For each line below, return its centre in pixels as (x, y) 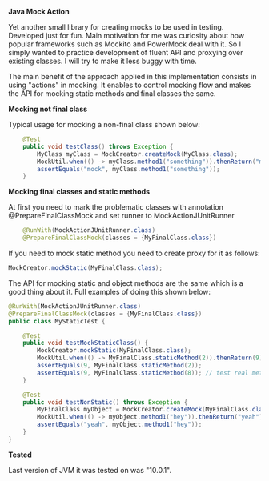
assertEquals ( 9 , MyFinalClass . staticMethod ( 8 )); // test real (143, 373)
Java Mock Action (39, 12)
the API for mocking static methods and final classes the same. (112, 94)
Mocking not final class (48, 109)
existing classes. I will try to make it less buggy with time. (103, 61)
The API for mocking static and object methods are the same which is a (126, 283)
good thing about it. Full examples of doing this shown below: (109, 291)
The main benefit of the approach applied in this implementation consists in (132, 76)
